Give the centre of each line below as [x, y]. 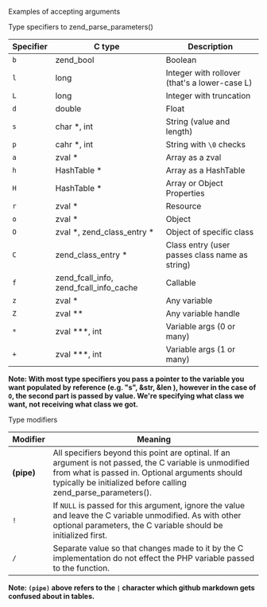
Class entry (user [198, 245]
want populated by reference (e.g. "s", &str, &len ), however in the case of [132, 387]
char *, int [74, 126]
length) [179, 132]
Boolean [181, 60]
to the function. [81, 568]
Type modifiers [33, 420]
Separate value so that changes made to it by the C [148, 548]
